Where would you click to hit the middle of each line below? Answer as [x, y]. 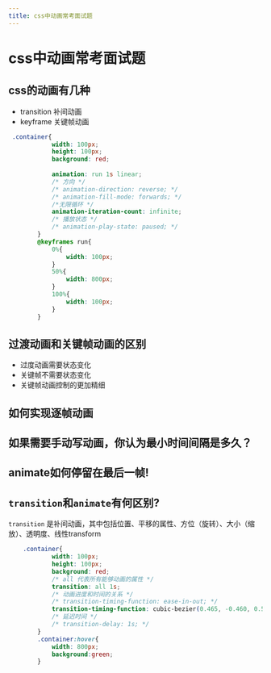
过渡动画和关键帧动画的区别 [77, 344]
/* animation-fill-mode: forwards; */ [117, 197]
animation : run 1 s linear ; [97, 174]
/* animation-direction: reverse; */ [115, 189]
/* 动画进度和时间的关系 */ [92, 594]
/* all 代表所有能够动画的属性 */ [103, 579]
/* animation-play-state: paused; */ [115, 227]
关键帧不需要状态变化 [55, 375]
